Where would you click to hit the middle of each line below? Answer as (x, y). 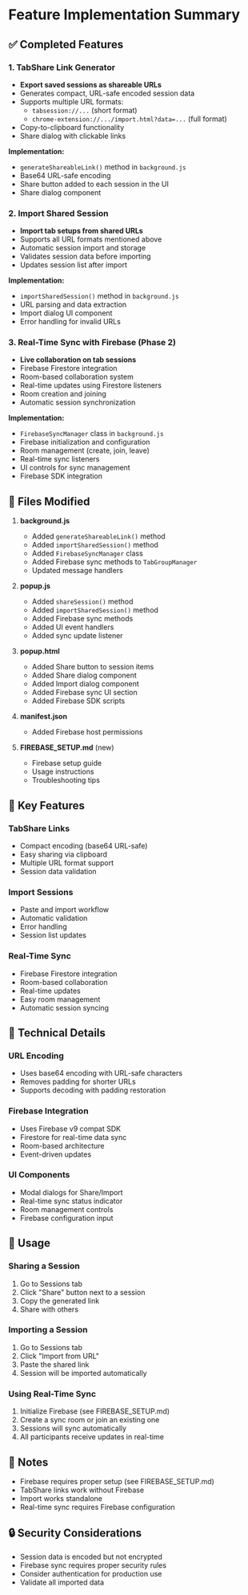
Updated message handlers (78, 571)
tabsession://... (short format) (84, 110)
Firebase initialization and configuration (85, 442)
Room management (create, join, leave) (85, 450)
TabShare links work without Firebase (82, 1490)
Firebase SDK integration (61, 476)
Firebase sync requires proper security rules (93, 1565)
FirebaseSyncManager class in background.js (92, 433)
